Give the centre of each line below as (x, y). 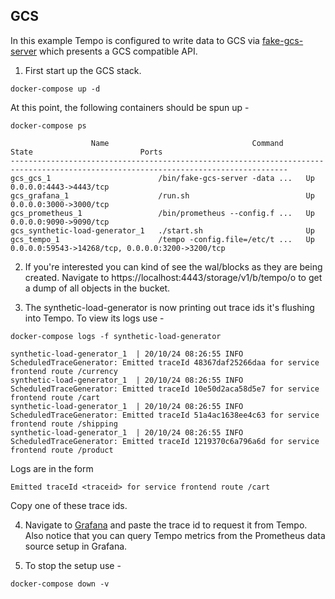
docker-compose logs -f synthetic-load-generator (116, 336)
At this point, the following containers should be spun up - (130, 107)
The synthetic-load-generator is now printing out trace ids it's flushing (169, 307)
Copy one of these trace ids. (69, 505)
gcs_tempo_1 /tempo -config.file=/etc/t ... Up (162, 239)
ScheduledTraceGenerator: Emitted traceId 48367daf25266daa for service (165, 362)
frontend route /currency (64, 371)
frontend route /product (62, 450)
